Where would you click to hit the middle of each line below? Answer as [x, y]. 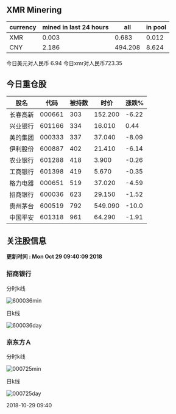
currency [23, 27]
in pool [156, 27]
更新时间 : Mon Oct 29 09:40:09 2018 [54, 257]
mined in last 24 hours [76, 27]
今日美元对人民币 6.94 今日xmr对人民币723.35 [65, 63]
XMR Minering [34, 10]
